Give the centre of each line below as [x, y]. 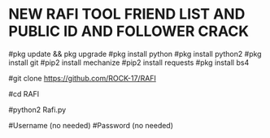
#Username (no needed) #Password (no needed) [91, 125]
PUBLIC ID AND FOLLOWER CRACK [129, 31]
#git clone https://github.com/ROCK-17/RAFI [83, 78]
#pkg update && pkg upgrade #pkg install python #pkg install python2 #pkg [135, 54]
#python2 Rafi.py [37, 110]
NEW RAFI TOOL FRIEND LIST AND [127, 14]
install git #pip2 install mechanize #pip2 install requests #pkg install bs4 [129, 63]
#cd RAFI [24, 93]
